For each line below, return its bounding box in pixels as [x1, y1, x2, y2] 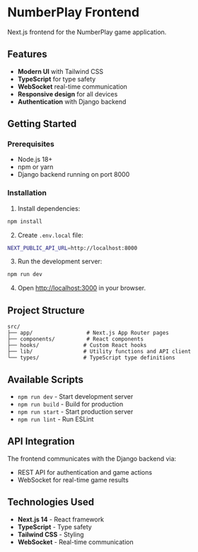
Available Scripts [7, 373, 83, 385]
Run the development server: [17, 257, 103, 266]
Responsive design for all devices [17, 89, 118, 98]
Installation [7, 188, 47, 198]
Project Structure [7, 304, 85, 316]
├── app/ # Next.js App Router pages [7, 329, 170, 337]
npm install [7, 218, 42, 225]
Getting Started [7, 118, 77, 130]
